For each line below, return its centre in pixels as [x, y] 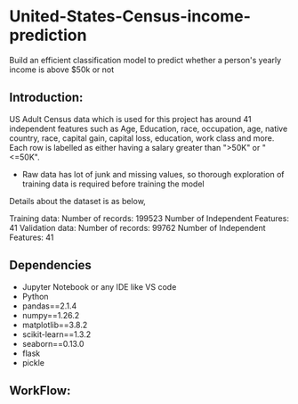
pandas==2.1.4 [49, 306]
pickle [33, 362]
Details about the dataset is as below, [78, 201]
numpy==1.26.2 [51, 315]
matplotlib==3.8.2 [55, 325]
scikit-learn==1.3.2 [56, 334]
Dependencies [50, 265]
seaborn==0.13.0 [53, 343]
